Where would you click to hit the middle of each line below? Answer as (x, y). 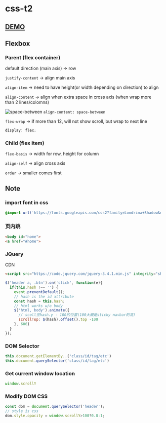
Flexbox (18, 43)
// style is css (22, 411)
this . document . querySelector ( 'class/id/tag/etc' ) (57, 361)
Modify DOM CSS (26, 396)
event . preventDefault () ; (40, 292)
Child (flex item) (25, 143)
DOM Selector (22, 346)
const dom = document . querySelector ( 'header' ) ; (55, 407)
